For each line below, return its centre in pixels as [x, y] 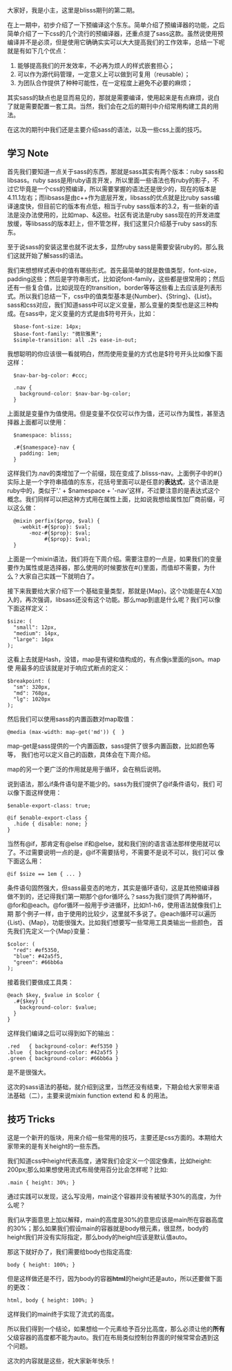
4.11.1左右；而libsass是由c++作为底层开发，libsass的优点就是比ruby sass [110, 197]
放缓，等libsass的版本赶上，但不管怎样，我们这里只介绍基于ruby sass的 [109, 223]
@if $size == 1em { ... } [44, 874]
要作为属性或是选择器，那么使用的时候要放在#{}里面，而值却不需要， [105, 567]
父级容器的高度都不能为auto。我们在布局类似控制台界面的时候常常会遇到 [110, 1337]
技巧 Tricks [31, 1119]
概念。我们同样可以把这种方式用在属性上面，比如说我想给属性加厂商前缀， [113, 499]
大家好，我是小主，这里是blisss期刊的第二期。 [73, 10]
